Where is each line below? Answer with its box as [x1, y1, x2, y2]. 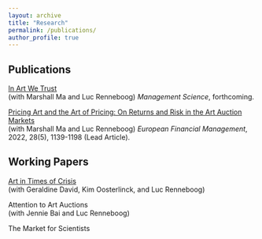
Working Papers [8, 155, 89, 169]
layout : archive [8, 11, 61, 20]
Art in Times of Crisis [8, 176, 77, 185]
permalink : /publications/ [8, 26, 97, 34]
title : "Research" [8, 19, 68, 27]
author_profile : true [8, 33, 79, 42]
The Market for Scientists [8, 223, 90, 233]
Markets [8, 116, 35, 125]
